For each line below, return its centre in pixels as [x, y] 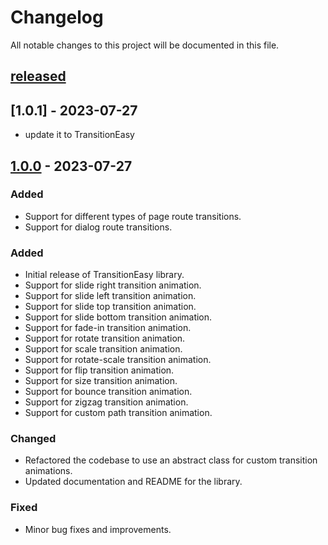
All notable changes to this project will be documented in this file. [145, 45]
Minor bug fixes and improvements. [98, 529]
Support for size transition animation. [101, 381]
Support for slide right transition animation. [113, 285]
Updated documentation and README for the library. [133, 482]
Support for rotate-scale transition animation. [118, 360]
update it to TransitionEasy [79, 135]
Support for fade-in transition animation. [108, 328]
